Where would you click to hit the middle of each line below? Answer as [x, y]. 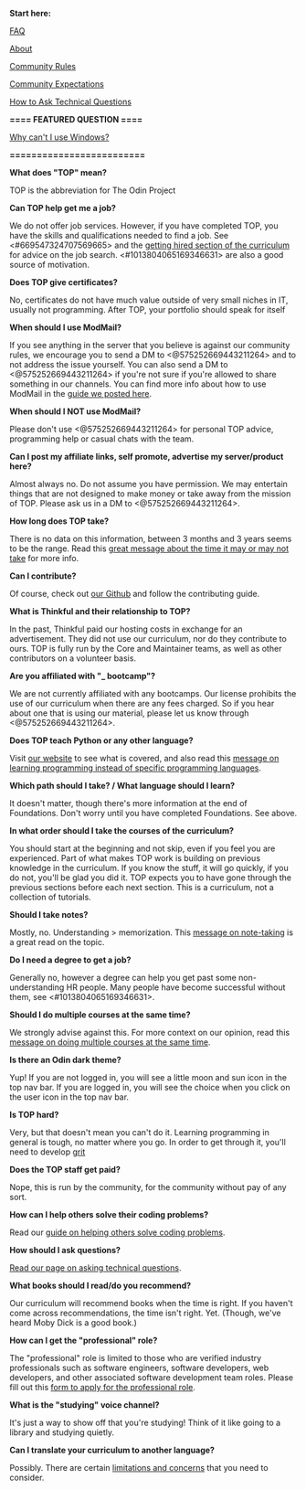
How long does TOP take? [59, 521]
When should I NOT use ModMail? [75, 411]
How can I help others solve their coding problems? [109, 1214]
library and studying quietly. [62, 1432]
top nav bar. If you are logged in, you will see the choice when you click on [150, 1087]
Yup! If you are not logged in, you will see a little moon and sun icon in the [148, 1077]
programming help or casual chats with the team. [102, 439]
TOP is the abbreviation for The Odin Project [93, 190]
